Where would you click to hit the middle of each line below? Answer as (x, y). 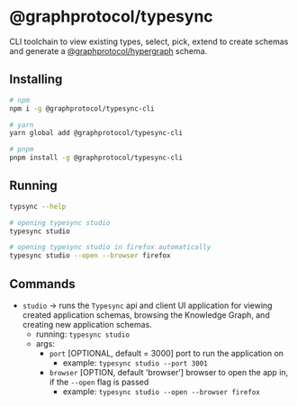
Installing (36, 80)
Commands (43, 284)
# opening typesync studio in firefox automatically (110, 248)
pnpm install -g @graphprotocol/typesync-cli (96, 158)
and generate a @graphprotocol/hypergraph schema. (108, 50)
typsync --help (38, 206)
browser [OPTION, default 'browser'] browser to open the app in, (169, 372)
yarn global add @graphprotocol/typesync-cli (96, 133)
